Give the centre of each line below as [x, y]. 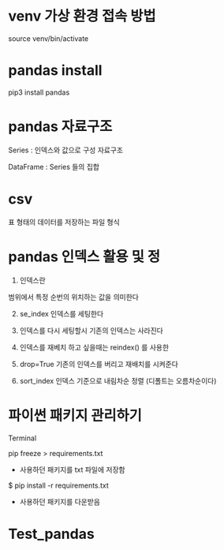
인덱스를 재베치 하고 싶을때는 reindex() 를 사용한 [94, 347]
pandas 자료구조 [60, 127]
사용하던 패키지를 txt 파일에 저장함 [72, 470]
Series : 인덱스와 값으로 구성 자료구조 [66, 150]
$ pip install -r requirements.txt [58, 485]
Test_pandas [51, 534]
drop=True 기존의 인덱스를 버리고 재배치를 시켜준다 [99, 364]
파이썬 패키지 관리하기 [75, 415]
